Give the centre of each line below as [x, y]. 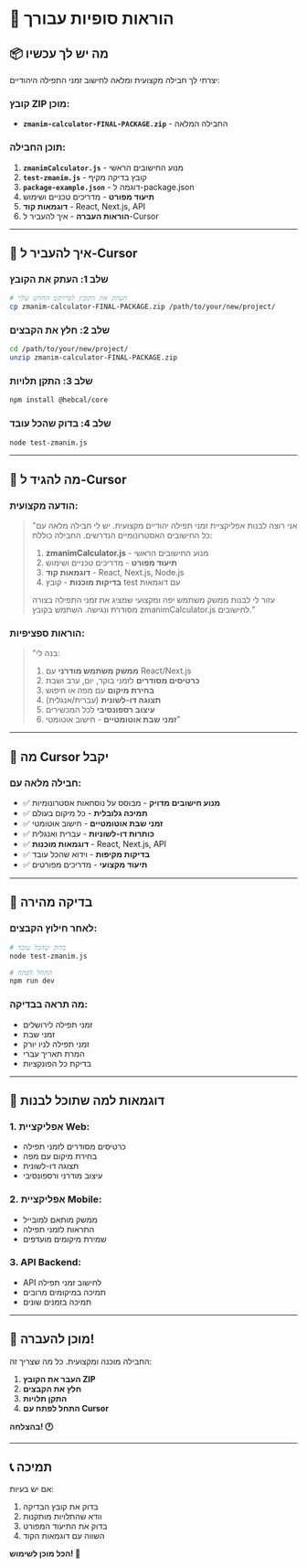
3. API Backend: [46, 1262]
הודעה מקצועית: [44, 505]
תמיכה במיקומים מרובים [64, 1292]
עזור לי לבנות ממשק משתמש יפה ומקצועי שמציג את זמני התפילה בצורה [153, 600]
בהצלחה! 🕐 [32, 1426]
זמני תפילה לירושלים [58, 1025]
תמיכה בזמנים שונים [57, 1302]
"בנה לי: [46, 653]
